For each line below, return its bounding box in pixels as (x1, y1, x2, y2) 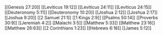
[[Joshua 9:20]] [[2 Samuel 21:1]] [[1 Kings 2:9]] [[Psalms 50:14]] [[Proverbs (4, 15, 158, 20)
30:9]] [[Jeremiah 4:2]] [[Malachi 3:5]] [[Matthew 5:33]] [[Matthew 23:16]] (4, 20, 156, 26)
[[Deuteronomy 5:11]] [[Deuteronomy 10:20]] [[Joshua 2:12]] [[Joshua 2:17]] (4, 9, 158, 15)
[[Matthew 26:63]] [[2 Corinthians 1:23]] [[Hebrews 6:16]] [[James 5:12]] (4, 25, 152, 31)
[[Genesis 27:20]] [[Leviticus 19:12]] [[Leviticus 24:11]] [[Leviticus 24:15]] (4, 4, 152, 10)
